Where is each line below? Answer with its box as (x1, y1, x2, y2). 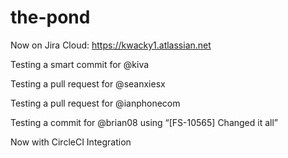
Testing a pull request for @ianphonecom (10, 97, 181, 109)
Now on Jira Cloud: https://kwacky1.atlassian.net (10, 39, 212, 51)
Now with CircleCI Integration (10, 136, 132, 148)
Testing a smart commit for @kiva (10, 58, 150, 70)
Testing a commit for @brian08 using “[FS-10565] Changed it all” (10, 116, 279, 128)
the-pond (10, 6, 91, 29)
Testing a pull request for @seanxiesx (10, 77, 166, 90)
